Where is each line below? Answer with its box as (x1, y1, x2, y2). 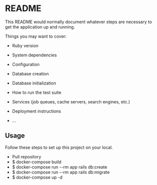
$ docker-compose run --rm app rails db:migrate (12, 169, 110, 175)
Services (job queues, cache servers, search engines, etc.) (12, 99, 130, 104)
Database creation (12, 71, 49, 76)
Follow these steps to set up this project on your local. (5, 144, 113, 150)
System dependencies (12, 52, 57, 58)
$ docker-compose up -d (12, 174, 63, 180)
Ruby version (12, 43, 39, 48)
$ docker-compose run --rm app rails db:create (12, 164, 108, 170)
